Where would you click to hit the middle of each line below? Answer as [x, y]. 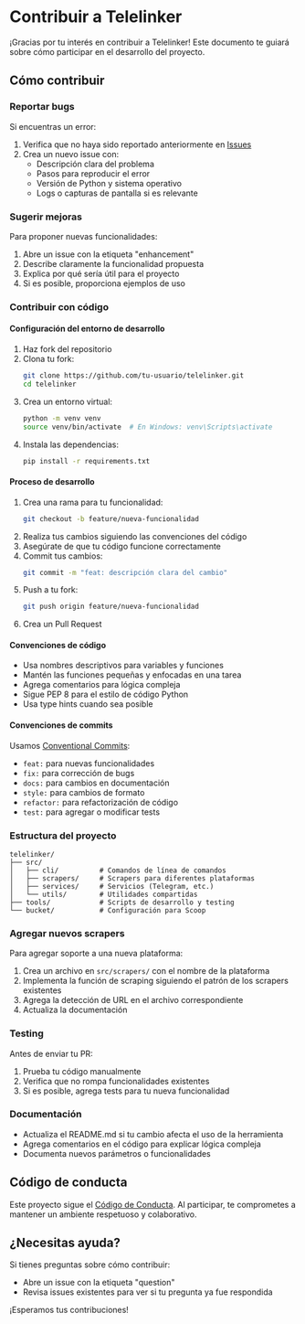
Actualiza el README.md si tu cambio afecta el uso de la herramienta [153, 1134]
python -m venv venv [62, 418]
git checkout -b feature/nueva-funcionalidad [110, 518]
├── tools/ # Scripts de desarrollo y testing [122, 902]
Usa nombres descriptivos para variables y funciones [123, 666]
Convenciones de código [58, 645]
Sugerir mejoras [46, 217]
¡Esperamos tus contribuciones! [69, 1310]
